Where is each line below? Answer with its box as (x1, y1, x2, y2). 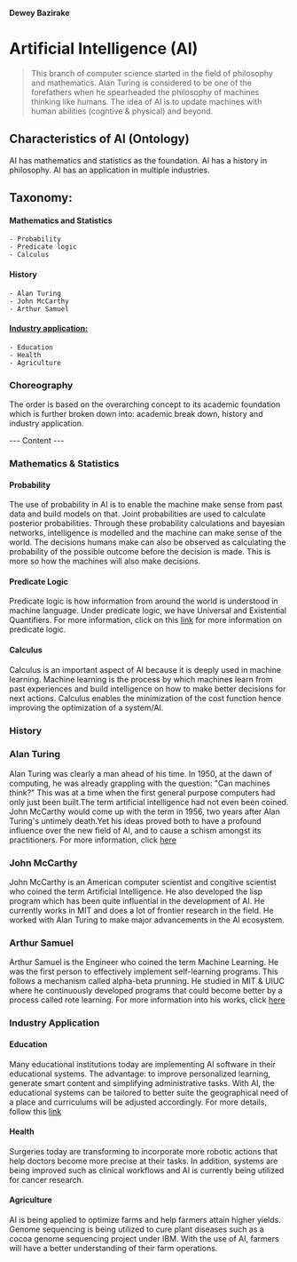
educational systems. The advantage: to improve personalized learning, (9, 1068, 271, 1079)
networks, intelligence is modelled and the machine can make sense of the (9, 528, 282, 539)
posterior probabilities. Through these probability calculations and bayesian (9, 518, 285, 529)
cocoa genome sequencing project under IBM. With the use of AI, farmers (9, 1233, 279, 1243)
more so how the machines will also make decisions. (9, 555, 201, 567)
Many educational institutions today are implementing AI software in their (9, 1058, 277, 1069)
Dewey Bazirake (9, 8, 70, 18)
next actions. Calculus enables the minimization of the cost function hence (9, 692, 282, 703)
